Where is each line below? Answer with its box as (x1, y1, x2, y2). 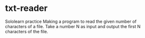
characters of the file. (5, 28, 49, 34)
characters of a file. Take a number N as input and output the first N (5, 23, 141, 29)
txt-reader (5, 3, 48, 14)
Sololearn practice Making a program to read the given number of (5, 19, 137, 24)
